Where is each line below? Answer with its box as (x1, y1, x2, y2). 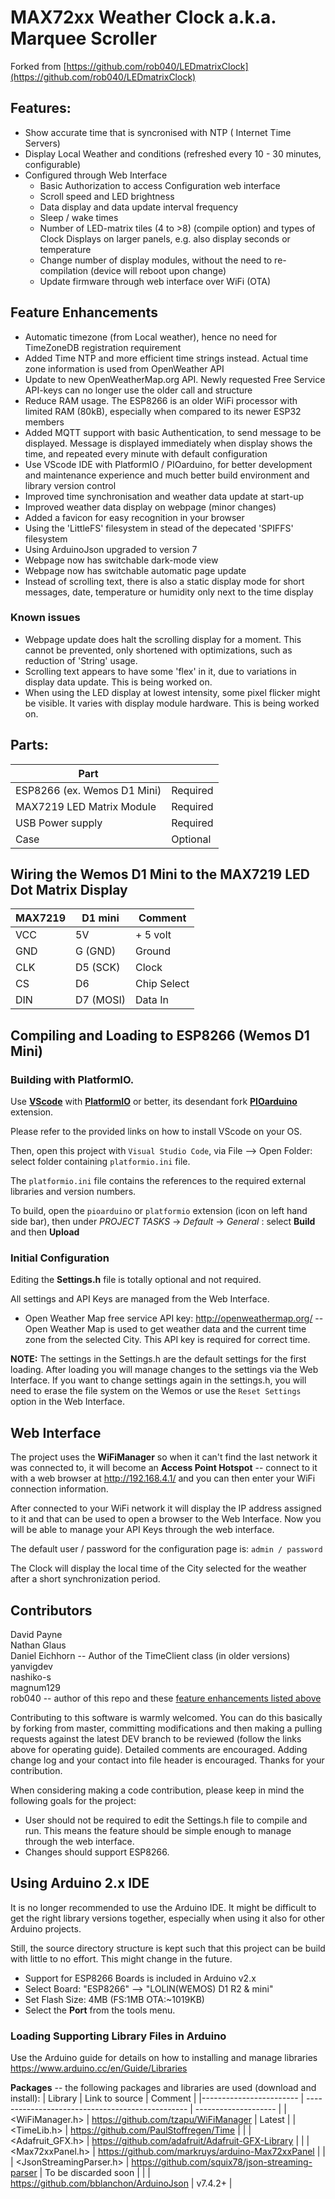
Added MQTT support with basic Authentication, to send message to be (24, 426, 322, 438)
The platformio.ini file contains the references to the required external (10, 1175, 307, 1187)
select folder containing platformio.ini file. (10, 1156, 191, 1168)
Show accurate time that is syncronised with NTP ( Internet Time (24, 126, 292, 138)
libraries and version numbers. (10, 1186, 137, 1198)
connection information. (10, 1483, 109, 1495)
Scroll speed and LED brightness (39, 190, 175, 202)
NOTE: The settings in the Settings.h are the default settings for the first (10, 1353, 307, 1365)
